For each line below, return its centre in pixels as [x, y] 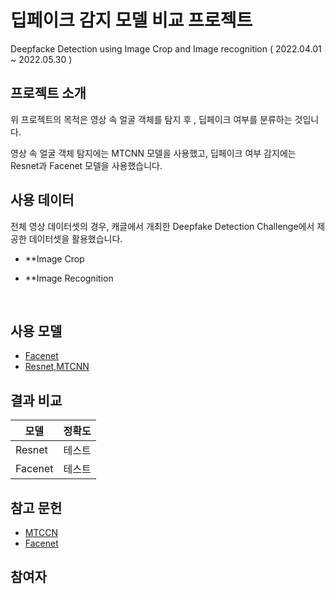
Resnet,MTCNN [57, 367]
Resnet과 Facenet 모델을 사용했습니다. [86, 165]
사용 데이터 [42, 200]
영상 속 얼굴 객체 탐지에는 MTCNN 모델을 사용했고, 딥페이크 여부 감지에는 [153, 153]
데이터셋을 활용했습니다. [75, 238]
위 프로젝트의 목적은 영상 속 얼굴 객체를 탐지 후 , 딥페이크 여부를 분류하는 [151, 119]
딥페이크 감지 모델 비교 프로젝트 [131, 20]
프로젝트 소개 [48, 93]
